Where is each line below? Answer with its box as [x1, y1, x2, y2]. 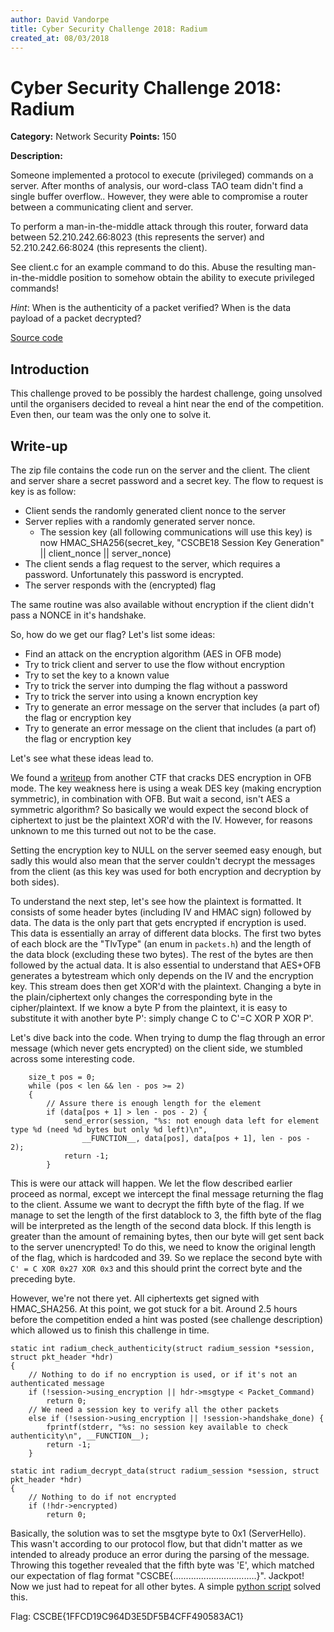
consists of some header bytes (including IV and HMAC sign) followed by [10, 906, 312, 918]
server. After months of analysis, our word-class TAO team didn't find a [10, 180, 304, 192]
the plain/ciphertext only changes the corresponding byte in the [10, 991, 273, 1003]
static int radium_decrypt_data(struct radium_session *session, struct [10, 1466, 320, 1476]
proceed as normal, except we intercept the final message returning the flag [10, 1187, 324, 1200]
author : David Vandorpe [10, 14, 110, 25]
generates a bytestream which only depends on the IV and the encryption [10, 969, 314, 981]
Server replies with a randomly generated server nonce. [24, 515, 256, 527]
